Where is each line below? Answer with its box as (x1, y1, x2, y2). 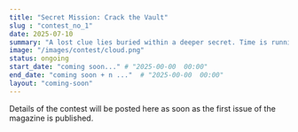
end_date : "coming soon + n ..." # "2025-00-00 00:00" (9, 71, 224, 80)
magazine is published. (9, 113, 94, 123)
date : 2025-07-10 (9, 29, 74, 38)
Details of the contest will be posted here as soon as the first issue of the (9, 103, 277, 113)
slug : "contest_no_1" (9, 21, 93, 30)
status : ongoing (9, 54, 69, 63)
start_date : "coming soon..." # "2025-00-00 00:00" (9, 63, 208, 72)
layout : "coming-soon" (9, 79, 93, 88)
